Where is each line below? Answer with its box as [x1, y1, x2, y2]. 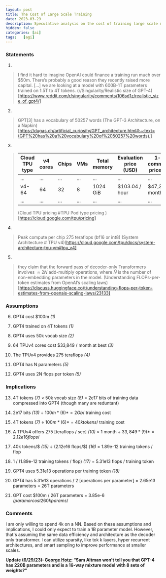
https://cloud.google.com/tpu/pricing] [19, 215, 97, 221]
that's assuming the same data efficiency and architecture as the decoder [5, 532, 156, 537]
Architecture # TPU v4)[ [17, 240, 67, 246]
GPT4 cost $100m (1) [12, 314, 56, 320]
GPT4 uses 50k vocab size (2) [12, 333, 74, 339]
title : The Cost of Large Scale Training [5, 12, 92, 17]
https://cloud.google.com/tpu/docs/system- [66, 240, 156, 246]
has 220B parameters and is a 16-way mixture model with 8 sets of [5, 562, 145, 568]
